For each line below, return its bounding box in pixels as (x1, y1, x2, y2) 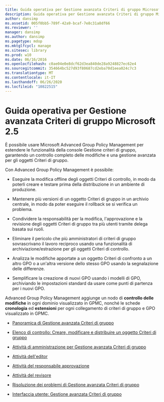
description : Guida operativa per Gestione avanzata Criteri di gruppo (5, 12, 154, 17)
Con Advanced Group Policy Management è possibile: (5, 167, 114, 173)
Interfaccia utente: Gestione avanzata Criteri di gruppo (12, 391, 122, 397)
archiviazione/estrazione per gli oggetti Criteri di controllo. (12, 246, 130, 252)
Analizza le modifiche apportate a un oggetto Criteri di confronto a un (12, 255, 152, 261)
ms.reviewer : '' (5, 25, 38, 30)
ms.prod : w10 (5, 52, 32, 57)
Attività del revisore (12, 372, 51, 378)
